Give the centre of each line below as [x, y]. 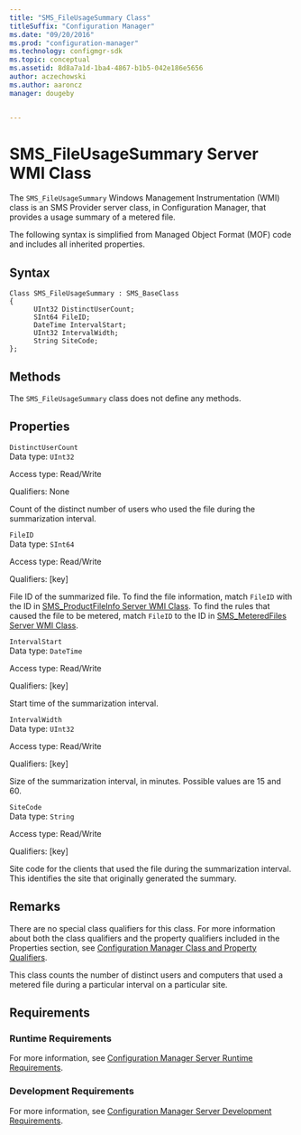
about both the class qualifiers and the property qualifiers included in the [145, 938]
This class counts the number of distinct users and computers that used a [146, 975]
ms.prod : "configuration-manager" [74, 43]
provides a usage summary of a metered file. [92, 217]
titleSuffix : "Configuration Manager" [82, 26]
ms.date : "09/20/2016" [52, 34]
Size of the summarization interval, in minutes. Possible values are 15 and [145, 781]
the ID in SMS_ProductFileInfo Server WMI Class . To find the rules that [140, 605]
